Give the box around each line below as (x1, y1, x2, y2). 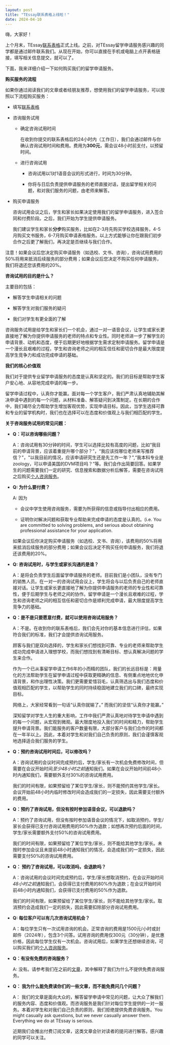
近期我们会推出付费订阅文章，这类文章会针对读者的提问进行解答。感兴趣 (12, 1028, 163, 1034)
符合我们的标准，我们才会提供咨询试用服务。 (12, 632, 106, 638)
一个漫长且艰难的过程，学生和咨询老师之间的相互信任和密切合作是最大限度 (5, 346, 160, 352)
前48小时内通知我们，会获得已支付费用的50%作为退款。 (12, 887, 131, 893)
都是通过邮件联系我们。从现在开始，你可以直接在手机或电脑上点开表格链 (9, 49, 160, 55)
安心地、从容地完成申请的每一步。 (9, 380, 81, 386)
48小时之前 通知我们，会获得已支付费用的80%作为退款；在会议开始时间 (12, 881, 161, 887)
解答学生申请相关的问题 (12, 295, 62, 301)
